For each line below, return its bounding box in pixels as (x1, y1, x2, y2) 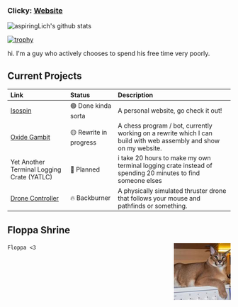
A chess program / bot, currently (118, 121, 212, 130)
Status (70, 91, 91, 99)
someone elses (118, 177, 162, 185)
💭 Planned (70, 165, 101, 174)
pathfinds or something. (118, 201, 188, 210)
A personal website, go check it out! (118, 106, 222, 115)
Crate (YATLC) (10, 172, 53, 181)
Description (118, 91, 154, 99)
